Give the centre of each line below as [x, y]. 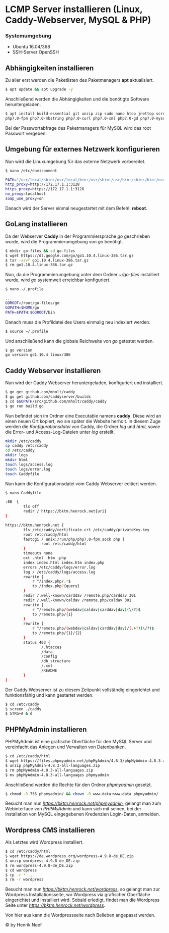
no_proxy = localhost [26, 194]
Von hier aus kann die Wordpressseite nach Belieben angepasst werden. [80, 915]
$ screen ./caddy [23, 709]
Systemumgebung [28, 36]
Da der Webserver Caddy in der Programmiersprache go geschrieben [78, 236]
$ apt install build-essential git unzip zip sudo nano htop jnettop [80, 114]
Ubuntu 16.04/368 [31, 47]
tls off [31, 507]
